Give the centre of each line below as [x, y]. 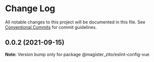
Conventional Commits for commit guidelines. [51, 27]
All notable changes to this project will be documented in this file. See [75, 22]
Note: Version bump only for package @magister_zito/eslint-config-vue [77, 54]
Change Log [30, 9]
